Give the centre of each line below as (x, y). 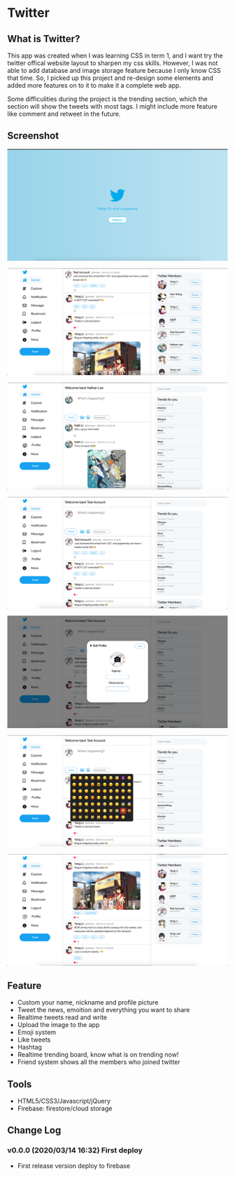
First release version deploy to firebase (74, 1166)
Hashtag (29, 1047)
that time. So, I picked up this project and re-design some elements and (110, 78)
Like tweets (34, 1040)
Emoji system (37, 1033)
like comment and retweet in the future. (64, 114)
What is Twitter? (44, 39)
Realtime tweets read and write (62, 1017)
